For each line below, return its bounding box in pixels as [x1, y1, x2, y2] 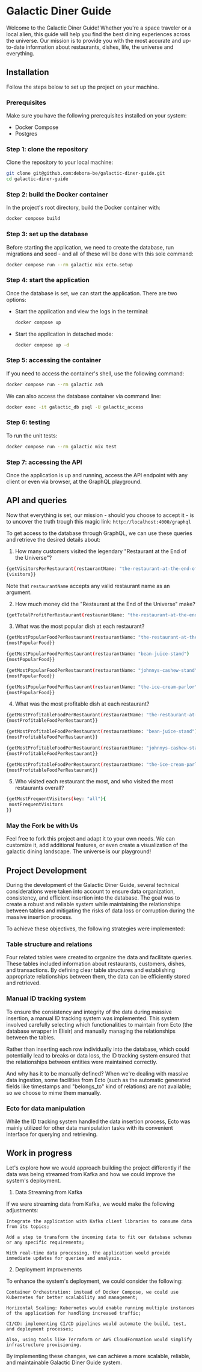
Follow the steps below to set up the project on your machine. [6, 83, 159, 90]
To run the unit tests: [6, 432, 58, 439]
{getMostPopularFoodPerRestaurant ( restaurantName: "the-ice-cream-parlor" [6, 684, 198, 690]
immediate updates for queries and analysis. [6, 1255, 122, 1261]
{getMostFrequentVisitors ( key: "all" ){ [6, 796, 106, 802]
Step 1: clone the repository [6, 145, 88, 153]
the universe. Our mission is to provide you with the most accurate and [6, 37, 182, 44]
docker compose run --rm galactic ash [6, 381, 103, 387]
